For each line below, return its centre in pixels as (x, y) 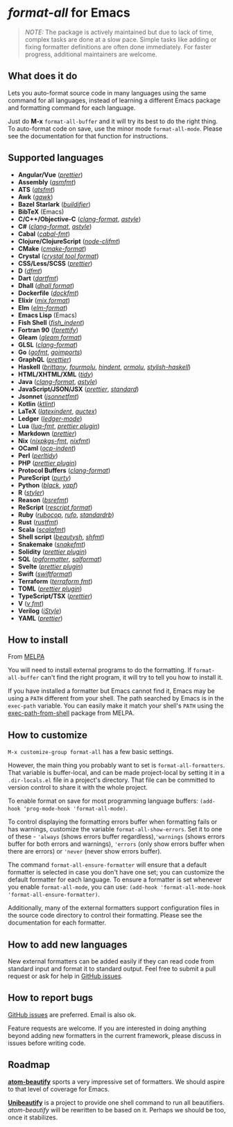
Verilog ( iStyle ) (40, 611)
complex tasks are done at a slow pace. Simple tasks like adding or (121, 39)
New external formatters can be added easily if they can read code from (111, 961)
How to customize (48, 735)
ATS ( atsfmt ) (36, 189)
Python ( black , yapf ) (48, 485)
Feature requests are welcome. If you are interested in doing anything (107, 1028)
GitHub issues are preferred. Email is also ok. (72, 1014)
